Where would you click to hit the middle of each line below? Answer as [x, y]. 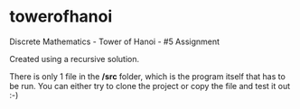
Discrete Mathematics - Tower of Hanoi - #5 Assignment [114, 41]
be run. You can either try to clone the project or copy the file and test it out [150, 86]
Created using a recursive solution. [75, 59]
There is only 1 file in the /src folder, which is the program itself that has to [148, 76]
